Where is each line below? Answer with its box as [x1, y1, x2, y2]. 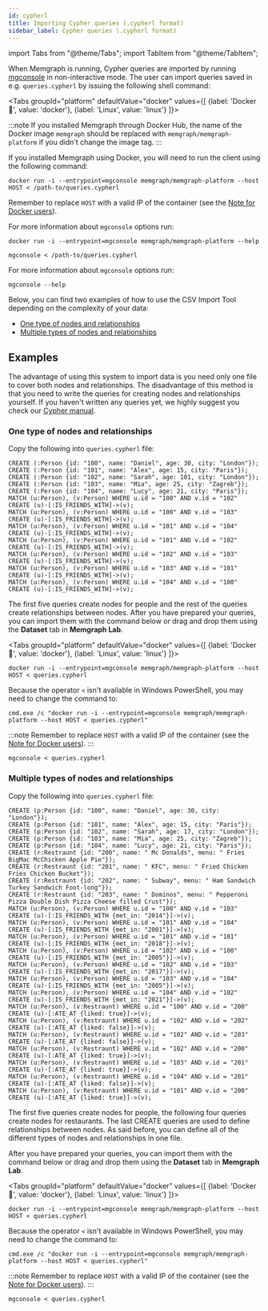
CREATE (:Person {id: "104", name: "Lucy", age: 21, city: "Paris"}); [8, 487, 249, 496]
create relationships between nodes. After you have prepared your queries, [8, 608, 256, 618]
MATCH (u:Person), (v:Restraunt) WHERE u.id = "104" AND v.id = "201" [8, 1073, 249, 1081]
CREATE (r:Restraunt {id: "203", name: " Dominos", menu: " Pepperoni [8, 890, 249, 898]
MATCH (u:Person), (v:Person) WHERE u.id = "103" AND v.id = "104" [8, 974, 238, 982]
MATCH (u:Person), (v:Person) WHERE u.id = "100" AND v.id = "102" [8, 494, 238, 502]
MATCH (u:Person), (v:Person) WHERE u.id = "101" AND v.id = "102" [8, 537, 238, 545]
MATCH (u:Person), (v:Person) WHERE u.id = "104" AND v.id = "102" [8, 989, 238, 997]
